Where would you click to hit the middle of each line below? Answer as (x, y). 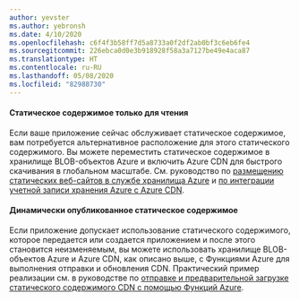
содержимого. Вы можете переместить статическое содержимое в (140, 151)
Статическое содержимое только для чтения (99, 113)
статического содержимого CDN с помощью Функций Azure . (127, 288)
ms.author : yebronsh (48, 26)
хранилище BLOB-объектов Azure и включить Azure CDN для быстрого (146, 161)
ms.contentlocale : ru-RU (56, 68)
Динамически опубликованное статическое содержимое (124, 211)
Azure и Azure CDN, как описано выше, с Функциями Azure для (168, 259)
